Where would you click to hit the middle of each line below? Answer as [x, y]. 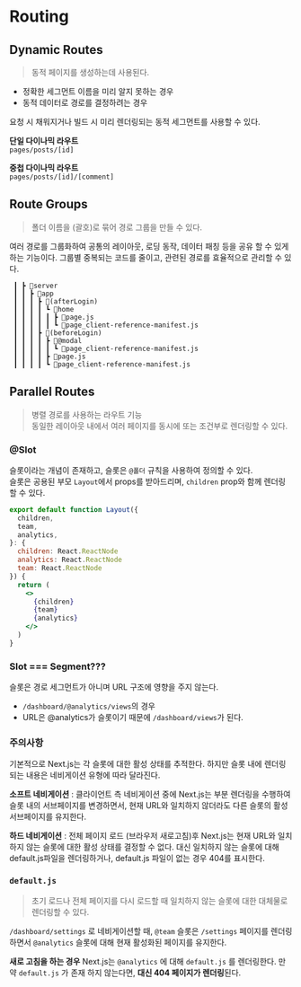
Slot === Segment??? [58, 666]
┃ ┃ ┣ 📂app [33, 294]
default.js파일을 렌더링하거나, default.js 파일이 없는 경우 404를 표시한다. [137, 859]
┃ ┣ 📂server [35, 286]
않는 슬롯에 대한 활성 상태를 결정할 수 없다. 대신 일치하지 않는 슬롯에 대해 [153, 847]
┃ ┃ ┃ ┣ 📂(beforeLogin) [58, 333]
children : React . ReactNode [68, 551]
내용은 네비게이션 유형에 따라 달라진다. [93, 775]
